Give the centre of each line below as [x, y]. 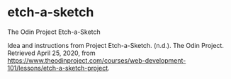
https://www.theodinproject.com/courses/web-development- [97, 60]
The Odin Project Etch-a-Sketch [54, 32]
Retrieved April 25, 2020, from [51, 53]
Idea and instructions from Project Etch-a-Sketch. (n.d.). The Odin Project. [116, 45]
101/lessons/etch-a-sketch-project [58, 68]
